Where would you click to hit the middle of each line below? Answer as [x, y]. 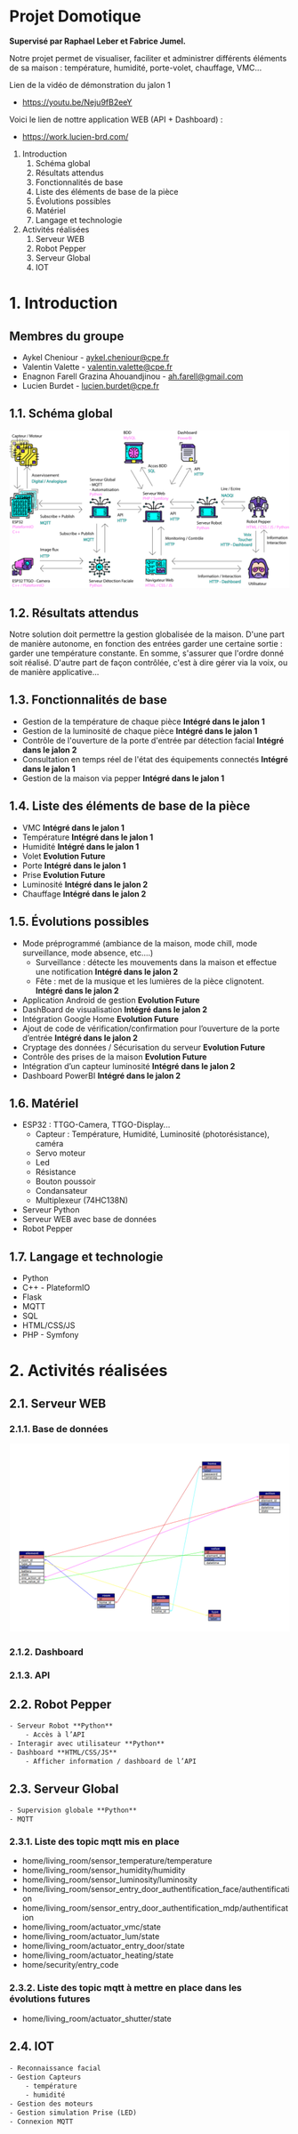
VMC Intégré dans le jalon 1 [73, 827]
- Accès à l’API [56, 1735]
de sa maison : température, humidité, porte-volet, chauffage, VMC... [136, 68]
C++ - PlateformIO [56, 1288]
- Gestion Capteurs [45, 2077]
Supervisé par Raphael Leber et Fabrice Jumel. [98, 41]
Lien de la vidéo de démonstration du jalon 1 [90, 85]
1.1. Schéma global [61, 414]
